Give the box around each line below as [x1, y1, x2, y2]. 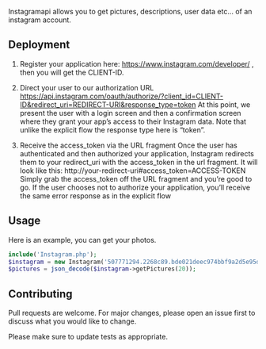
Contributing [8, 287, 73, 301]
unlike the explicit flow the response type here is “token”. [19, 125, 206, 134]
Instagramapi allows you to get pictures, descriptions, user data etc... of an [8, 7, 253, 16]
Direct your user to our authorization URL [19, 82, 154, 92]
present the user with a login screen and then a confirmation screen [19, 108, 241, 117]
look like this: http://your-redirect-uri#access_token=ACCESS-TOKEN [19, 166, 246, 175]
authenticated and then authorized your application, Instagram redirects [19, 148, 255, 158]
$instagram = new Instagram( [8, 258, 104, 266]
